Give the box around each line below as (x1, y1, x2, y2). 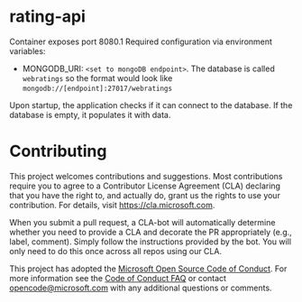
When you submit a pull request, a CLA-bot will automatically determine (9, 216, 276, 227)
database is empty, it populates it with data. (9, 109, 171, 120)
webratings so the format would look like (22, 72, 173, 83)
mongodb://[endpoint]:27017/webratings (22, 84, 173, 93)
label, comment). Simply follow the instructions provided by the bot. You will (9, 236, 291, 247)
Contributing (9, 142, 107, 161)
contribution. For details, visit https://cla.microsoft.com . (9, 199, 215, 210)
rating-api (9, 6, 86, 27)
